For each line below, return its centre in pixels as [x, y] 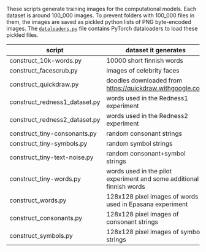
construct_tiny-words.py [45, 179]
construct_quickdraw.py [44, 84]
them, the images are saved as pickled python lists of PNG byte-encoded [99, 22]
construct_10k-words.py [46, 61]
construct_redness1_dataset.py [55, 102]
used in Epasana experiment [147, 204]
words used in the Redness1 [147, 98]
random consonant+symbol [146, 153]
